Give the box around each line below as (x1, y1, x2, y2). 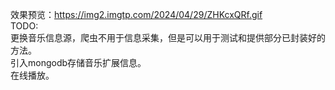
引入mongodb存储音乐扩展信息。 (10, 57, 147, 68)
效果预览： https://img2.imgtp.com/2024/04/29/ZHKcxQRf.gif (10, 9, 263, 20)
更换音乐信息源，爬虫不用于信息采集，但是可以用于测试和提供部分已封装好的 (10, 32, 326, 43)
